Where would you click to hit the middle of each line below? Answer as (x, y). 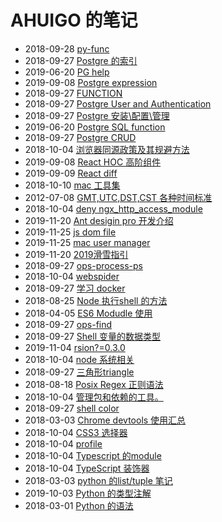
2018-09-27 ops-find (68, 324)
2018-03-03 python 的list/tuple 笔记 (98, 480)
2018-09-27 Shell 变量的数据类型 (92, 336)
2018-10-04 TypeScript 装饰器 (87, 468)
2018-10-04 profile (63, 443)
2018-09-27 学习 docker (75, 288)
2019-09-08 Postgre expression (91, 82)
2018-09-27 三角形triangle (79, 372)
